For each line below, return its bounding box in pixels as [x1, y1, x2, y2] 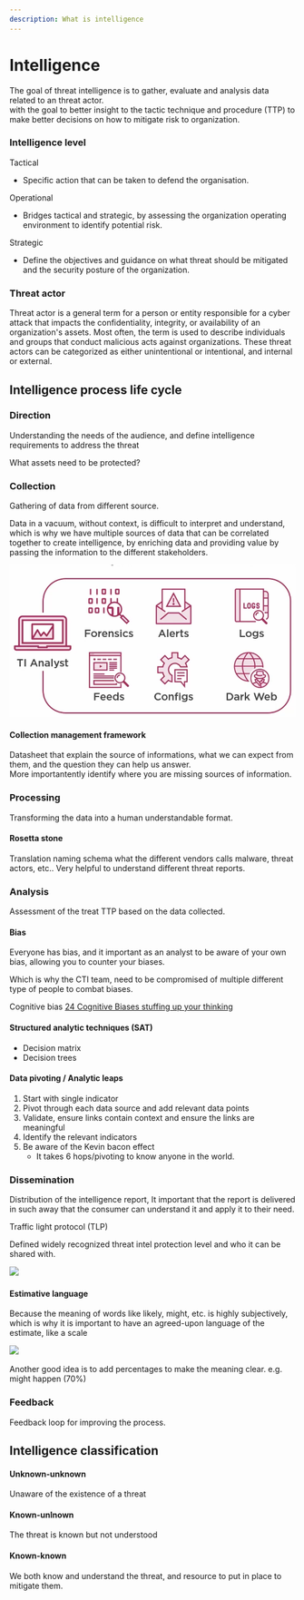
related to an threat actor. [9, 94, 104, 105]
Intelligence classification [9, 1443, 159, 1458]
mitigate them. [9, 1580, 64, 1591]
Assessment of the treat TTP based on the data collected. [9, 906, 225, 917]
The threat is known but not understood [9, 1529, 158, 1540]
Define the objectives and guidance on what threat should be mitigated [22, 254, 289, 265]
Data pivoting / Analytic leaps [9, 1073, 124, 1084]
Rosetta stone [9, 833, 64, 844]
